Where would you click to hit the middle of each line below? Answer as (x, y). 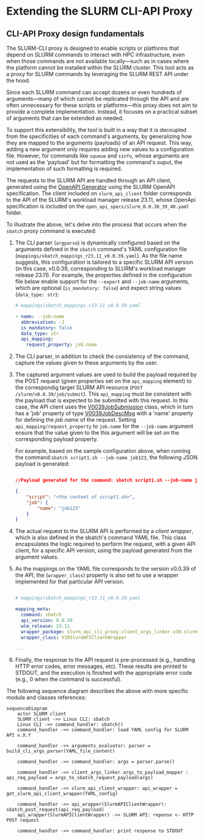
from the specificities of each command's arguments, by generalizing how (99, 136)
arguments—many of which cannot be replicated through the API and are (98, 99)
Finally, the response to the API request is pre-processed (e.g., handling (105, 660)
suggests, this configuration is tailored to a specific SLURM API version (104, 262)
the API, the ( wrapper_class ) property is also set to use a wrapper (97, 575)
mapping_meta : (33, 609)
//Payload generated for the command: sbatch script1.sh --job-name (104, 480)
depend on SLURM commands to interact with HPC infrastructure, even (96, 55)
